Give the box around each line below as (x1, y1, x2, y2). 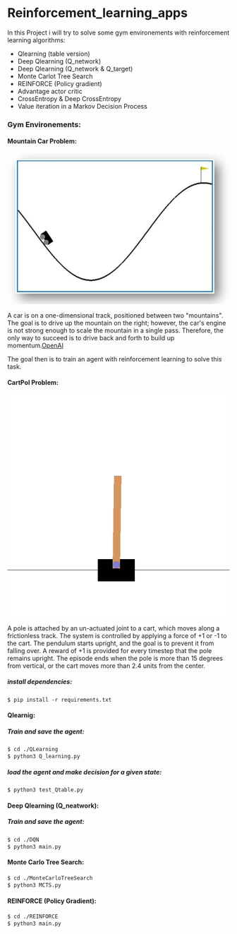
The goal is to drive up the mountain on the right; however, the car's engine (7, 318, 226, 327)
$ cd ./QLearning (7, 746, 59, 753)
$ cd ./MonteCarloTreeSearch (7, 875, 93, 882)
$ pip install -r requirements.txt (7, 696, 112, 703)
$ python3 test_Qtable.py (7, 786, 83, 794)
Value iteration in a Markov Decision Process (17, 102, 148, 110)
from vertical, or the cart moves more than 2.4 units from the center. (7, 661, 206, 670)
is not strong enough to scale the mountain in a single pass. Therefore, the (7, 326, 224, 335)
